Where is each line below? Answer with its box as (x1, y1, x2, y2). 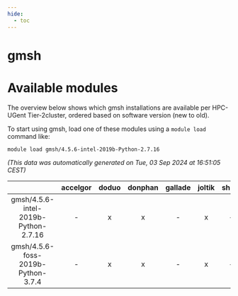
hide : (7, 10, 23, 18)
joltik (197, 182, 215, 192)
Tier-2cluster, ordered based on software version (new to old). (27, 110, 210, 119)
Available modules (7, 79, 118, 96)
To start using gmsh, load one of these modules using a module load (7, 125, 207, 133)
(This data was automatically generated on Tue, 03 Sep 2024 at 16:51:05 (7, 158, 221, 166)
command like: (7, 132, 50, 140)
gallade (165, 182, 191, 192)
